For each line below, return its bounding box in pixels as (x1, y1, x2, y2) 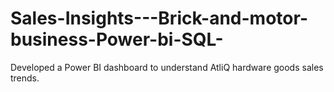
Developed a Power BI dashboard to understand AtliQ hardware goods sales (10, 61, 324, 73)
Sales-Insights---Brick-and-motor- (10, 7, 308, 30)
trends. (10, 72, 40, 84)
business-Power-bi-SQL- (10, 28, 224, 51)
